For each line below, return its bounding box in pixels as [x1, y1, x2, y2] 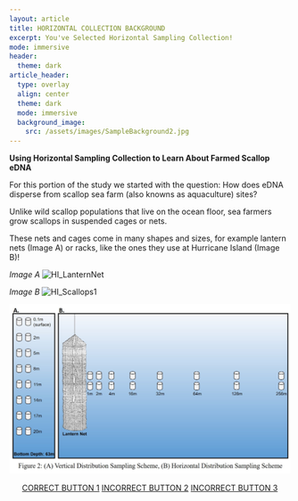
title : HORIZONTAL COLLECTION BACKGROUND [9, 23, 166, 33]
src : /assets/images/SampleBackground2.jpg [25, 127, 190, 136]
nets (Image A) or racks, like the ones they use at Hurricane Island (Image [9, 242, 280, 253]
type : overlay [17, 80, 70, 89]
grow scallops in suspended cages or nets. [9, 216, 168, 226]
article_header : [9, 71, 70, 80]
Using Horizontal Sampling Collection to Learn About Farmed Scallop [9, 152, 270, 164]
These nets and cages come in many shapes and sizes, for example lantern [9, 233, 287, 244]
